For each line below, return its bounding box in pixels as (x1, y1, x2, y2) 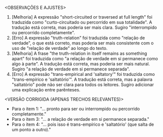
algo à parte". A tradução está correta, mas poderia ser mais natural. (11, 61, 150, 67)
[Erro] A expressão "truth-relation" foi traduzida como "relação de (11, 35, 145, 41)
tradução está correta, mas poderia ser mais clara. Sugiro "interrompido (11, 24, 157, 30)
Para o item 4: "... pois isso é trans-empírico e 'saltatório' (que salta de (11, 121, 154, 127)
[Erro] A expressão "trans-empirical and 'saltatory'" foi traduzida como (11, 71, 155, 77)
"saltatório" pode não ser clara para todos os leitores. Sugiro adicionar (11, 82, 154, 88)
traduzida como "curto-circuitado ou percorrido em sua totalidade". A (11, 20, 152, 25)
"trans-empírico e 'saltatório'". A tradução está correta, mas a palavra (11, 76, 153, 82)
